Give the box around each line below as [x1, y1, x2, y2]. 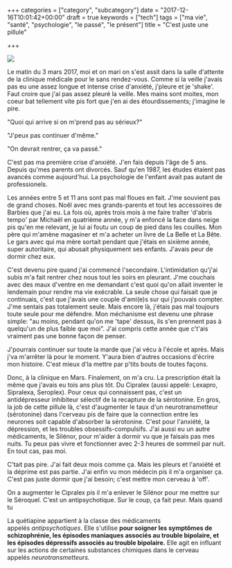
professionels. [7, 180, 48, 188]
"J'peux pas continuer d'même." [7, 131, 99, 139]
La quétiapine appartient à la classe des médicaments [7, 517, 161, 524]
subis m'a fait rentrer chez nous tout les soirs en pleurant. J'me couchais [7, 273, 215, 281]
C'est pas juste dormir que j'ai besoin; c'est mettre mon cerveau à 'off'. [7, 475, 210, 483]
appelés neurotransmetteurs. [7, 553, 90, 561]
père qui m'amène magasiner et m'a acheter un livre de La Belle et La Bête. [7, 230, 222, 238]
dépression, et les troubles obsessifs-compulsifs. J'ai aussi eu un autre [7, 425, 211, 433]
